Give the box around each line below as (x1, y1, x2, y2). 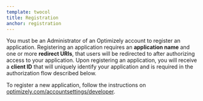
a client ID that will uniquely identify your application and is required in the (6, 63, 194, 70)
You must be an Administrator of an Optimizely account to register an (6, 37, 180, 45)
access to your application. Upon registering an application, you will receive (6, 56, 197, 64)
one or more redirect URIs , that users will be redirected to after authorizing (6, 50, 195, 58)
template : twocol (6, 9, 51, 15)
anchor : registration (6, 20, 62, 26)
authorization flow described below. (6, 70, 97, 77)
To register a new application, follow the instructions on (6, 81, 146, 89)
